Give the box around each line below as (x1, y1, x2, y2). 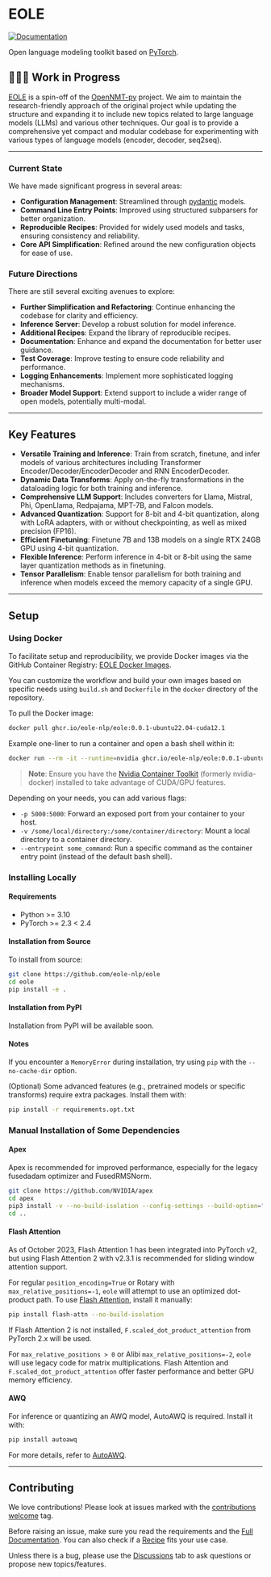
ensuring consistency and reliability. (19, 231, 140, 241)
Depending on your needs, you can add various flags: (8, 793, 187, 803)
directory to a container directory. (19, 834, 132, 844)
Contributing (8, 1481, 74, 1495)
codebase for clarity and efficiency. (19, 311, 139, 321)
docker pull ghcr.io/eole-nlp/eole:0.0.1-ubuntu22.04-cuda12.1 (8, 723, 226, 732)
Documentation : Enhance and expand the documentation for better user (19, 337, 262, 346)
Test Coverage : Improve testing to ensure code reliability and (19, 354, 224, 363)
